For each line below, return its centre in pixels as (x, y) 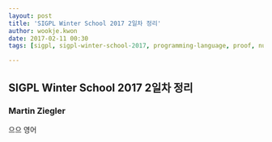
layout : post (30, 16)
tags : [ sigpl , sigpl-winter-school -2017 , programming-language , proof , (132, 46)
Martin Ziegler (37, 111)
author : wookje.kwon (43, 31)
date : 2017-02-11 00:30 (49, 38)
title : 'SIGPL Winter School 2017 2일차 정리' (85, 23)
